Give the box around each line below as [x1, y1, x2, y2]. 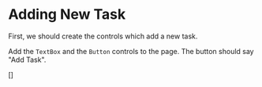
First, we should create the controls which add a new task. [8, 31, 198, 41]
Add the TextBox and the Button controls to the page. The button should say [8, 46, 254, 56]
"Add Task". [8, 55, 47, 64]
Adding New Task [8, 5, 126, 24]
